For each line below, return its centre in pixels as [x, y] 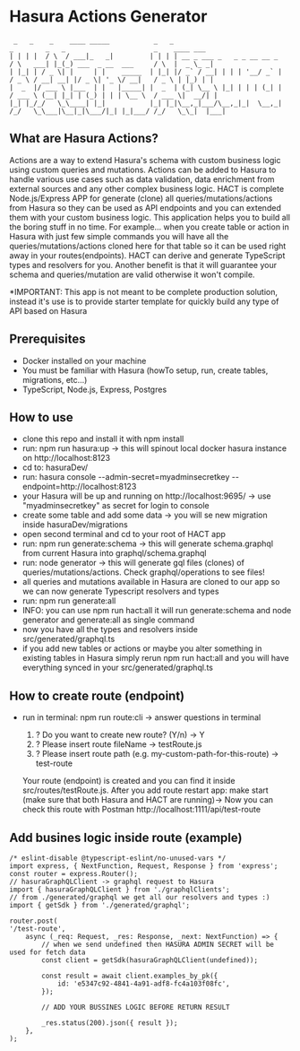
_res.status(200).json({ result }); [110, 1023]
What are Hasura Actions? [84, 139]
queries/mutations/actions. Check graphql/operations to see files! [144, 572]
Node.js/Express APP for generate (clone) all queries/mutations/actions [141, 198]
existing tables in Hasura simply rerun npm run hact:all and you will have [155, 658]
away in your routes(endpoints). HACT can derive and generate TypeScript [147, 255]
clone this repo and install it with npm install [103, 439]
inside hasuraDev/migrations [75, 525]
